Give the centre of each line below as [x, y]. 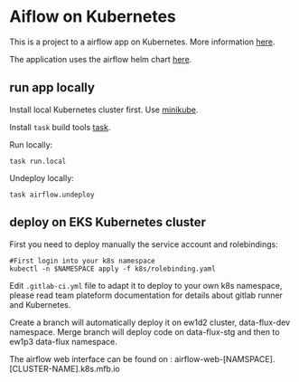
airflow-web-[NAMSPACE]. [225, 358]
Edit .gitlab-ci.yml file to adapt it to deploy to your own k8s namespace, [146, 285]
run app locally [52, 88]
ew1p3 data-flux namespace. [63, 341]
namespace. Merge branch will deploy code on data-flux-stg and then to [145, 331]
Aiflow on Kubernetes [93, 17]
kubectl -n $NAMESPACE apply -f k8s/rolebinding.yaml [113, 269]
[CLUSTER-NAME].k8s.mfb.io [65, 368]
